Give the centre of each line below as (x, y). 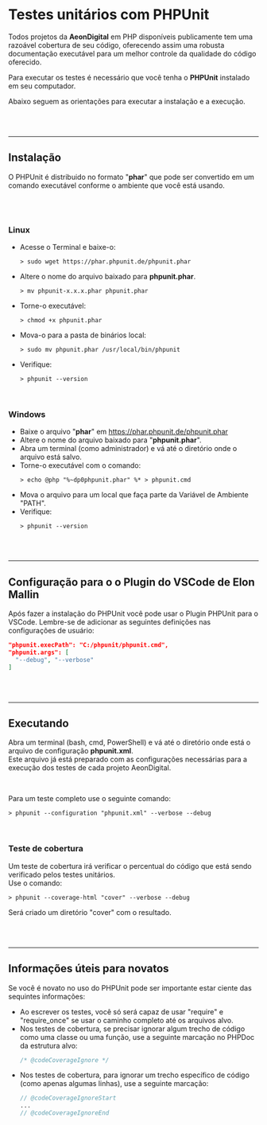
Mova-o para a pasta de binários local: (83, 335)
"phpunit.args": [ (39, 653)
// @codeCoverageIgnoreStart (68, 1098)
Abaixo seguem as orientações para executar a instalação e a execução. (127, 101)
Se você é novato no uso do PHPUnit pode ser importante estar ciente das (130, 987)
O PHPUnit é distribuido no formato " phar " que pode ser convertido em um (131, 177)
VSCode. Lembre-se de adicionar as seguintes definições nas (110, 622)
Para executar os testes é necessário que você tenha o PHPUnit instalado (129, 77)
